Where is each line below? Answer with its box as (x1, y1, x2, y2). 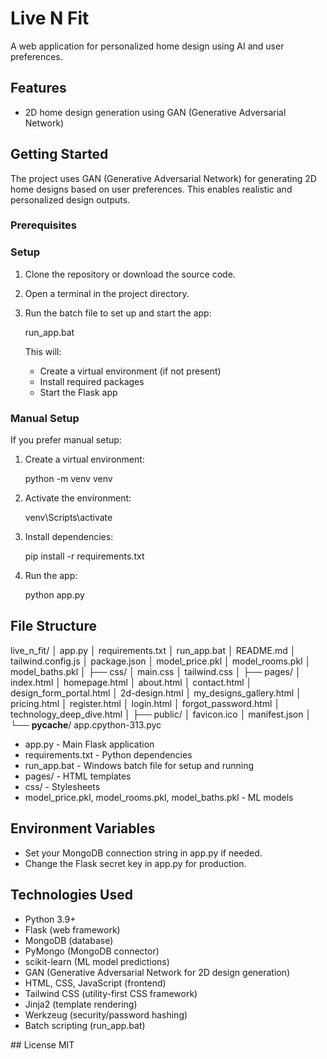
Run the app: (24, 570, 78, 582)
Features (10, 80, 67, 97)
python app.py (24, 589, 85, 601)
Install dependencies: (24, 531, 114, 543)
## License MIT (10, 1038, 75, 1051)
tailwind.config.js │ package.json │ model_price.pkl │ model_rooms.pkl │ (10, 655, 312, 667)
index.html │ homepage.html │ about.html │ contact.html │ (10, 676, 253, 688)
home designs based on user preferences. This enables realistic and (10, 183, 293, 195)
